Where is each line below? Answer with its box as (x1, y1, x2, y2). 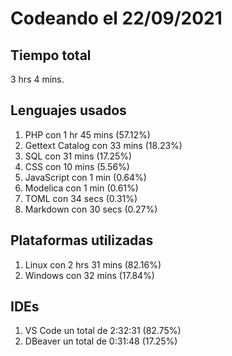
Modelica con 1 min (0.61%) (24, 182, 139, 194)
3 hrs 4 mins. (10, 73, 65, 85)
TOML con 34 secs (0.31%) (24, 192, 138, 204)
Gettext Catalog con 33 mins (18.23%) (24, 139, 183, 151)
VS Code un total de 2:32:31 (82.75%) (24, 325, 182, 337)
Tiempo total (10, 47, 92, 64)
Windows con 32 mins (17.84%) (24, 269, 155, 281)
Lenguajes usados (10, 102, 127, 119)
